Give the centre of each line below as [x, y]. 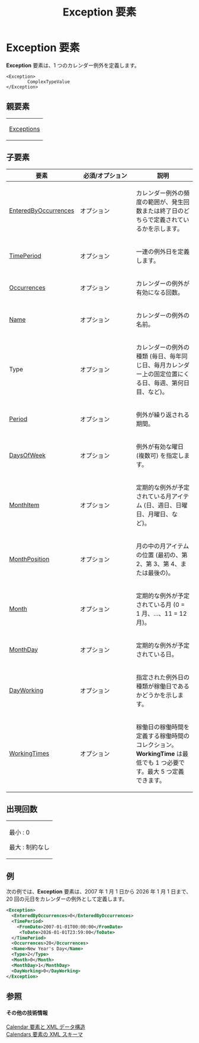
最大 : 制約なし [29, 847]
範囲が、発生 [166, 202]
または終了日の [163, 211]
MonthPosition [29, 559]
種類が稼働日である [163, 686]
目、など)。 [152, 392]
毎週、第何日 [172, 383]
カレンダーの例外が [163, 284]
